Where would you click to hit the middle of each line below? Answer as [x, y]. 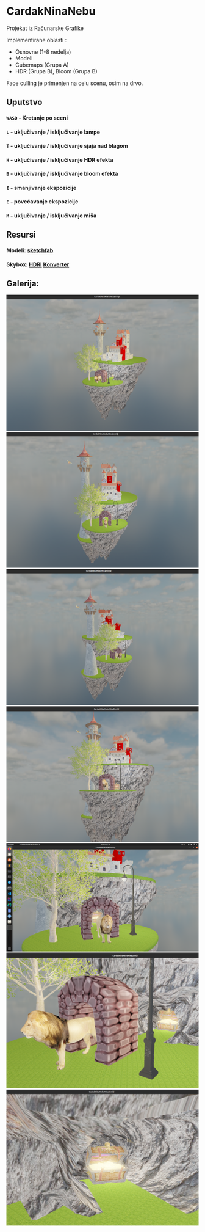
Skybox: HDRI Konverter [38, 264]
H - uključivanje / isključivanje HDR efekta [60, 159]
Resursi [21, 235]
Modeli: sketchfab [30, 250]
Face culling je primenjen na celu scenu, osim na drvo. [75, 83]
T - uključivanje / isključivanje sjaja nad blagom [67, 146]
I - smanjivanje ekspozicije [41, 188]
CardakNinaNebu [51, 11]
